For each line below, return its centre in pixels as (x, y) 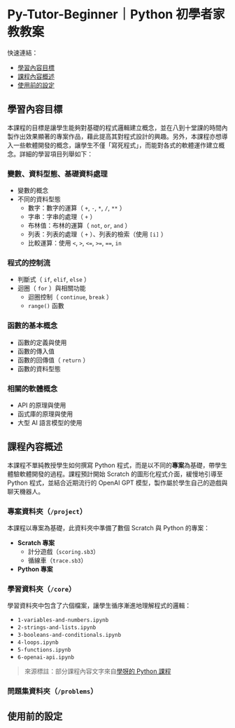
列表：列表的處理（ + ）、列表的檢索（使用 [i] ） (97, 234)
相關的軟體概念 (33, 389)
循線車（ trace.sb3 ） (57, 560)
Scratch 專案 (36, 543)
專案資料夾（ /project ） (47, 511)
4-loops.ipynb (38, 642)
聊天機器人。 (26, 491)
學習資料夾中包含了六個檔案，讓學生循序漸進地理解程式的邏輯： (99, 606)
